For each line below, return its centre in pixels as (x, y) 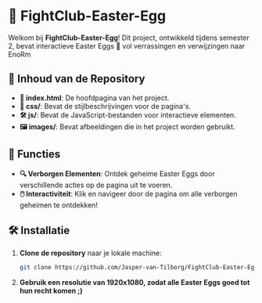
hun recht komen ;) (51, 291)
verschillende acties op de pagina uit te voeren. (96, 185)
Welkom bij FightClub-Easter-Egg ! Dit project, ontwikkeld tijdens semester (129, 38)
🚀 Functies (34, 155)
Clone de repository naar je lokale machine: (90, 253)
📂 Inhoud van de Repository (77, 79)
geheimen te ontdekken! (58, 205)
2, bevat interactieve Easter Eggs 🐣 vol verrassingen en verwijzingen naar (127, 45)
